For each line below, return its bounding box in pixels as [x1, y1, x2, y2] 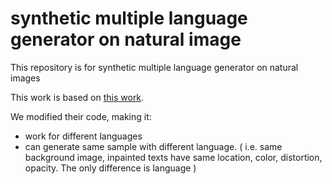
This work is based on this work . [10, 91, 145, 103]
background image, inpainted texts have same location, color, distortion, [24, 151, 323, 163]
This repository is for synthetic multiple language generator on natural [10, 61, 299, 73]
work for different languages [24, 130, 143, 142]
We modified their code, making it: [10, 110, 152, 122]
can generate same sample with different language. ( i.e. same [24, 140, 283, 152]
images [10, 72, 41, 84]
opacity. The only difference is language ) [24, 162, 197, 174]
